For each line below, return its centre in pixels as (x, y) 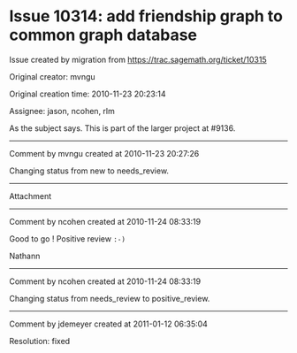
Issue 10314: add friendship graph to (146, 16)
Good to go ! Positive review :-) (68, 238)
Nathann (25, 256)
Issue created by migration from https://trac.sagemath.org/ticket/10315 (138, 59)
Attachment (30, 196)
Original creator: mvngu (52, 76)
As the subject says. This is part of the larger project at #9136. (122, 128)
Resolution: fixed (40, 341)
